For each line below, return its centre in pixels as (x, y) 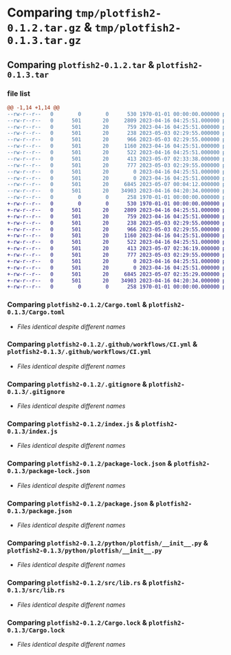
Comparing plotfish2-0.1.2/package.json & (81, 503)
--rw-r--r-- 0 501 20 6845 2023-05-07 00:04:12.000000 (113, 185)
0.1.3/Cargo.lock (36, 630)
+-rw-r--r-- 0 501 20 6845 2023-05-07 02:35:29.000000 (113, 274)
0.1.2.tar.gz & (50, 27)
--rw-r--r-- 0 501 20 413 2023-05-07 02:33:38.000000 (113, 159)
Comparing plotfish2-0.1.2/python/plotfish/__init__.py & (108, 543)
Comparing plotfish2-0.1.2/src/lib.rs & (77, 583)
